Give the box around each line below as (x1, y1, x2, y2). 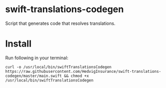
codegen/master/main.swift (5, 73, 62, 78)
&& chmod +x (64, 73, 89, 78)
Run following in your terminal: (5, 55, 69, 61)
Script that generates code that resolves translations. (5, 20, 116, 26)
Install (5, 38, 32, 50)
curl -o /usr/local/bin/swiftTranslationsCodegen (5, 64, 112, 69)
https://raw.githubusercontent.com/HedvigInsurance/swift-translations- (5, 69, 161, 74)
